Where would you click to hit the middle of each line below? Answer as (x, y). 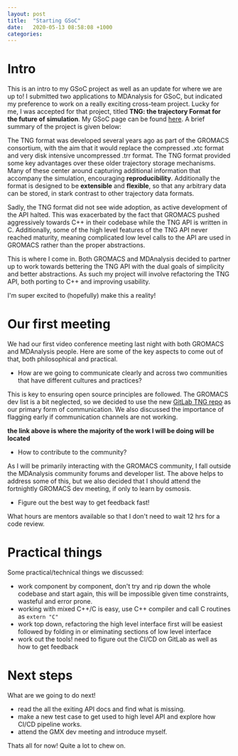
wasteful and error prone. (55, 601)
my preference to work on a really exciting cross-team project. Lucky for (113, 104)
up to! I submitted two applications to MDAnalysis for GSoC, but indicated (115, 96)
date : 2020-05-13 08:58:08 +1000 (60, 27)
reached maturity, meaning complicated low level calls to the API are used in (119, 238)
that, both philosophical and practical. (63, 359)
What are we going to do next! (52, 695)
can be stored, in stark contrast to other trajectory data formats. (101, 194)
